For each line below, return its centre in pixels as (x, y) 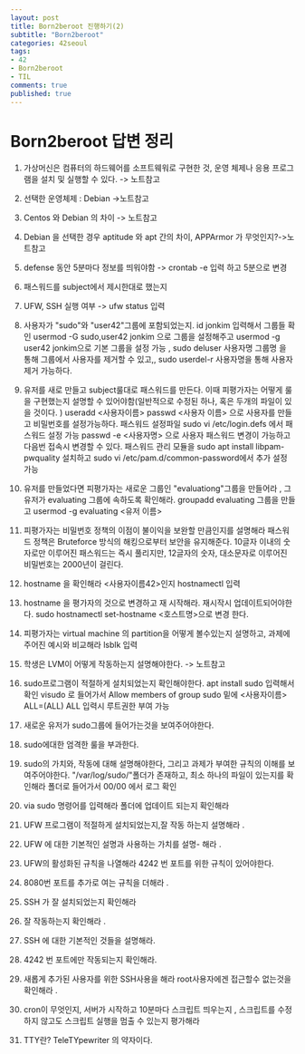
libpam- (270, 447)
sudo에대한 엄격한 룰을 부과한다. (81, 745)
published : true (41, 93)
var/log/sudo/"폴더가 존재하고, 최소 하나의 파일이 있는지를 (181, 775)
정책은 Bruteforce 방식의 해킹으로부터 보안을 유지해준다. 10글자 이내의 (157, 542)
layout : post (35, 18)
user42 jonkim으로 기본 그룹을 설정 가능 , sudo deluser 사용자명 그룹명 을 (155, 348)
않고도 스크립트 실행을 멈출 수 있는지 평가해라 (120, 1021)
